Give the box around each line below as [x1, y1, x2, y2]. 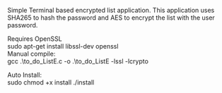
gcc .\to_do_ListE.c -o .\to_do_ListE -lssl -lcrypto [7, 57, 148, 66]
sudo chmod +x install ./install [7, 78, 95, 87]
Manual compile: [7, 49, 56, 58]
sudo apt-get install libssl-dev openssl [7, 42, 119, 50]
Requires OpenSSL [7, 35, 62, 43]
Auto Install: [7, 70, 42, 79]
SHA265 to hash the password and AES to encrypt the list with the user [7, 13, 216, 22]
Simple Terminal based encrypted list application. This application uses [7, 6, 215, 14]
